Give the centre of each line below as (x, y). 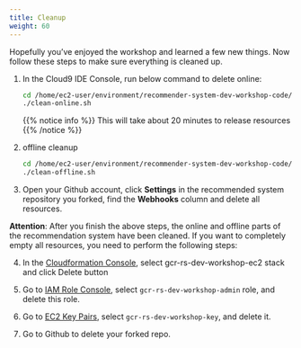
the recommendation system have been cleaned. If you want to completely (147, 236)
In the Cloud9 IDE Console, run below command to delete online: (142, 78)
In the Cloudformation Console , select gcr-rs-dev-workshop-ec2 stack (153, 263)
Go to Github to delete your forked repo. (96, 334)
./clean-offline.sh (59, 173)
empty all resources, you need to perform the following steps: (124, 245)
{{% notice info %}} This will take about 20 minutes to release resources (156, 120)
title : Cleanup (38, 18)
